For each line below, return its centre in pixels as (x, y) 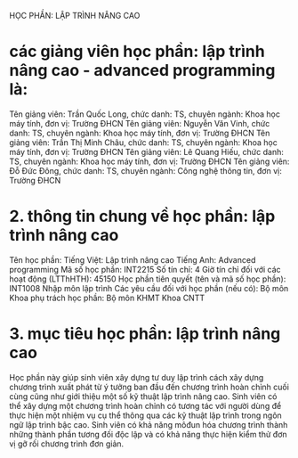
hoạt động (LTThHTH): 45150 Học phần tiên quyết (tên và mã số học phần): (148, 279)
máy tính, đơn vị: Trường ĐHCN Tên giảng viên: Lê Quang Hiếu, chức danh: (147, 151)
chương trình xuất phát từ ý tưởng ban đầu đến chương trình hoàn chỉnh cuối (149, 387)
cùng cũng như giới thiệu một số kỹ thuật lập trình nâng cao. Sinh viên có (143, 396)
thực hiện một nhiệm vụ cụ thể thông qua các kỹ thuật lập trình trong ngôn (145, 415)
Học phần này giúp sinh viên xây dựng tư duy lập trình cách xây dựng (137, 377)
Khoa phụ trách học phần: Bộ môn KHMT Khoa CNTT (107, 298)
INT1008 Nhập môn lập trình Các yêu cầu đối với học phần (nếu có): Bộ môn (149, 288)
